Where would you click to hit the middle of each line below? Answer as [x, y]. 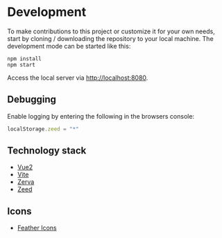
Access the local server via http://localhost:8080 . [78, 78]
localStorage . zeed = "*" [43, 129]
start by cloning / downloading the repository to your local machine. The [110, 38]
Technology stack [47, 151]
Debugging [32, 100]
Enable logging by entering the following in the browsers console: [101, 116]
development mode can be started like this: [69, 46]
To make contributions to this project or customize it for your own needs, [111, 31]
